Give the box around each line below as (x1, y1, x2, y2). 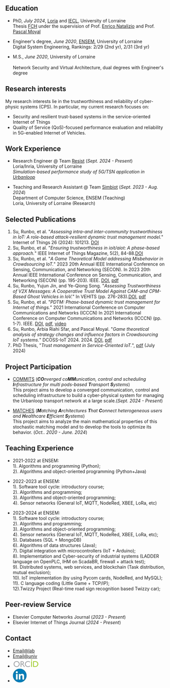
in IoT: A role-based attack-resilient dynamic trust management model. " (12, 234, 164, 240)
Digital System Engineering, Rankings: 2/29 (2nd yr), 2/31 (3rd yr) (12, 43, 150, 50)
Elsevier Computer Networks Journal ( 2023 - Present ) (12, 614, 126, 620)
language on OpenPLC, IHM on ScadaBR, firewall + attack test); (12, 558, 146, 565)
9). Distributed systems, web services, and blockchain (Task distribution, (12, 564, 165, 570)
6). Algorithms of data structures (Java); (12, 542, 97, 548)
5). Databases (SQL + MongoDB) (12, 537, 82, 543)
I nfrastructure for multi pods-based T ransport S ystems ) (12, 382, 130, 388)
